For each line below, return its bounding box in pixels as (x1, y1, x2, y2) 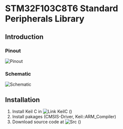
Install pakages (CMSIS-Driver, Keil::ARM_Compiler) (12, 113, 116, 119)
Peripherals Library (5, 13, 84, 24)
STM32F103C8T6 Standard (5, 3, 119, 14)
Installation (5, 95, 40, 104)
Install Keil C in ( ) (12, 108, 72, 114)
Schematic (5, 70, 31, 77)
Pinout (5, 47, 21, 54)
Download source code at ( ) (12, 119, 82, 125)
